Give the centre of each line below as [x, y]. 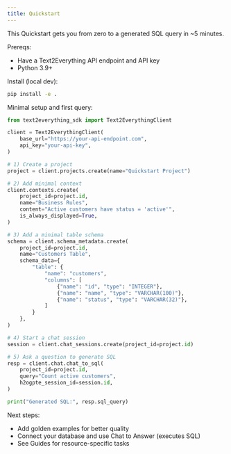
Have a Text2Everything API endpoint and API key [88, 60]
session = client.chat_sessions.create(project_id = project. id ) [101, 344]
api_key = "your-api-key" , [55, 146]
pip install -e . [32, 94]
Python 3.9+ [35, 67]
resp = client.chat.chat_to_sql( [55, 363]
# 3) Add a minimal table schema [55, 235]
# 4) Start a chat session [46, 338]
